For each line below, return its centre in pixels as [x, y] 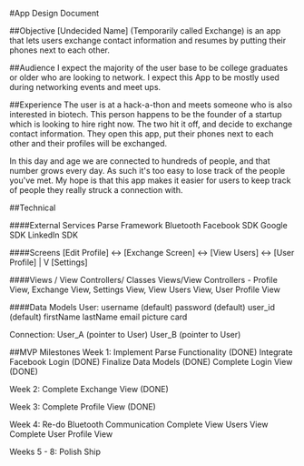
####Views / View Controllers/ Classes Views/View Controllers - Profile [144, 280]
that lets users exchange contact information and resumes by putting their [148, 41]
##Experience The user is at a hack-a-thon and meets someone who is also [151, 105]
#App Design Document [54, 13]
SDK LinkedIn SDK [44, 235]
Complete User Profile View [61, 434]
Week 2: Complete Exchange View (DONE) [89, 389]
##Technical [33, 208]
